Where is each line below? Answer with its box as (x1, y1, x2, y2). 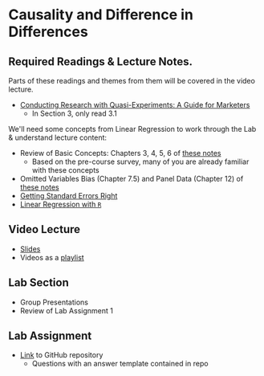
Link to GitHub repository (19, 350, 104, 360)
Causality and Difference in (8, 6, 194, 24)
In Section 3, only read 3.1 (31, 108, 118, 118)
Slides (19, 243, 41, 254)
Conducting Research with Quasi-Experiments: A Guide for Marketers (19, 100, 250, 109)
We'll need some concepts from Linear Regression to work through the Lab (8, 125, 257, 133)
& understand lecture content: (8, 133, 107, 142)
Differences (8, 22, 88, 41)
